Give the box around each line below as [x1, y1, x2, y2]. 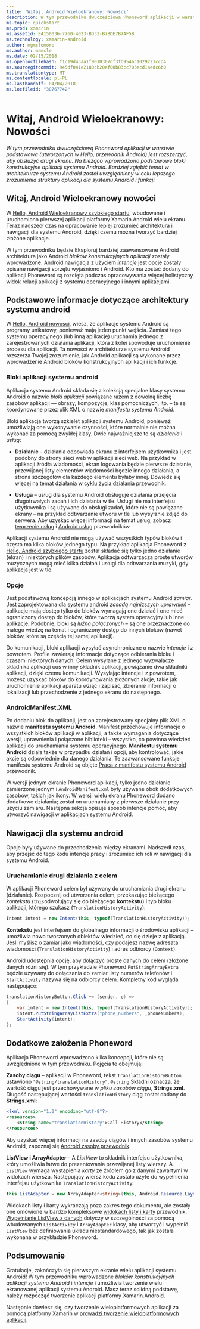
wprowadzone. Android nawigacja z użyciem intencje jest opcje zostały [6, 259, 182, 266]
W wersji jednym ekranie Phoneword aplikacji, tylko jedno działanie [6, 779, 171, 786]
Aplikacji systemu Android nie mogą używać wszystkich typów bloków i [6, 534, 182, 542]
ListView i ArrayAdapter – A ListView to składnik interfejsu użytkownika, [6, 1154, 184, 1161]
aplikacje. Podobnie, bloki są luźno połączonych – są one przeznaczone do [6, 620, 190, 627]
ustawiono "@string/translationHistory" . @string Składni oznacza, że [6, 1078, 180, 1086]
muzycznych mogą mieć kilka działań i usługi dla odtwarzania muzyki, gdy [6, 560, 189, 567]
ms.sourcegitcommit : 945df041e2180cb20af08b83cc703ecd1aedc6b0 [6, 64, 167, 70]
